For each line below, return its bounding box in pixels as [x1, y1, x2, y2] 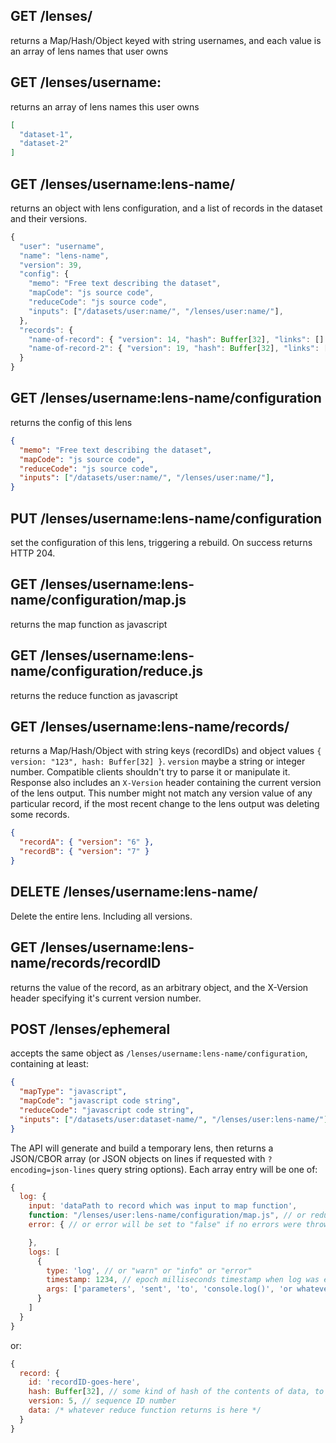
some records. [10, 809, 70, 821]
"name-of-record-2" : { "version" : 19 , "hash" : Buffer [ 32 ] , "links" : [28, 344, 320, 354]
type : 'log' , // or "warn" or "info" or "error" [46, 1265, 253, 1276]
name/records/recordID [10, 955, 162, 972]
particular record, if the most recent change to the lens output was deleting [10, 798, 320, 810]
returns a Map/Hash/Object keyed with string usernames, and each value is [10, 34, 322, 46]
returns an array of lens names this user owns [10, 100, 200, 113]
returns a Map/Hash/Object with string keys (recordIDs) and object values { [10, 745, 322, 757]
